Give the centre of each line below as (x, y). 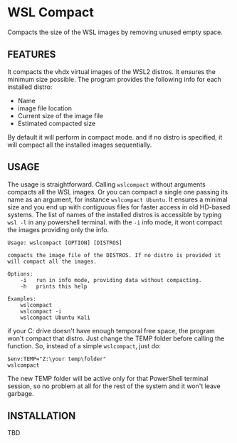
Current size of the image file (60, 115)
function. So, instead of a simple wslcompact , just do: (84, 345)
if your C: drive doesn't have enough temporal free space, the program (111, 330)
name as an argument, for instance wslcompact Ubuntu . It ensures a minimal (117, 199)
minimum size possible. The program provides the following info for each (115, 79)
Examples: (22, 299)
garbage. (21, 393)
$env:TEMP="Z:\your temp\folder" (57, 359)
